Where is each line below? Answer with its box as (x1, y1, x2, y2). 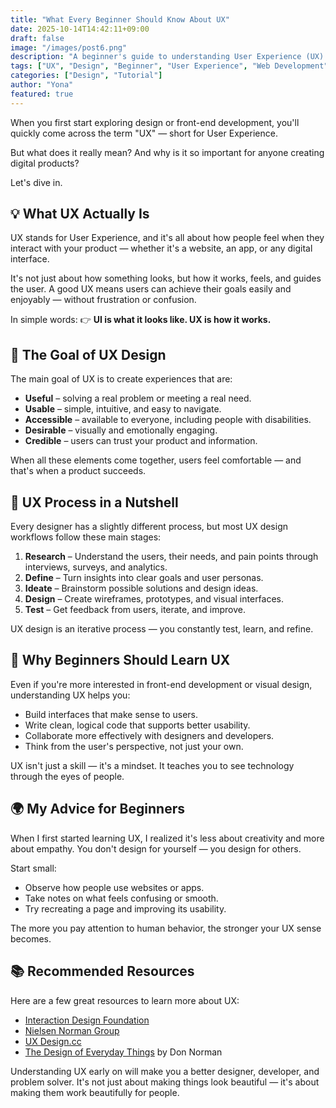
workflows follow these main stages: (10, 531, 162, 543)
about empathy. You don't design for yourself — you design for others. (10, 842, 302, 855)
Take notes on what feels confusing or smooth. (24, 892, 219, 904)
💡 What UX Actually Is (10, 206, 150, 223)
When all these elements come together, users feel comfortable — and (10, 454, 302, 466)
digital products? (10, 157, 80, 169)
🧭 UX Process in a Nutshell (10, 494, 179, 511)
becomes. (10, 932, 52, 945)
